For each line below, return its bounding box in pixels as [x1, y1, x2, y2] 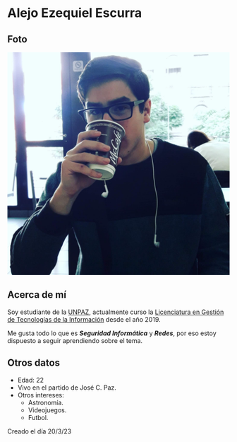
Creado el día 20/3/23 [7, 426, 72, 436]
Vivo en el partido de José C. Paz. [17, 383, 116, 392]
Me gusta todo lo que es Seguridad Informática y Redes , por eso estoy [7, 329, 217, 337]
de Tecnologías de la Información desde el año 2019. [7, 315, 161, 323]
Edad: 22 [17, 376, 44, 384]
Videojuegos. [28, 405, 67, 414]
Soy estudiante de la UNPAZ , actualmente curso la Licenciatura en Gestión [7, 308, 224, 316]
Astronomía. [28, 398, 63, 407]
